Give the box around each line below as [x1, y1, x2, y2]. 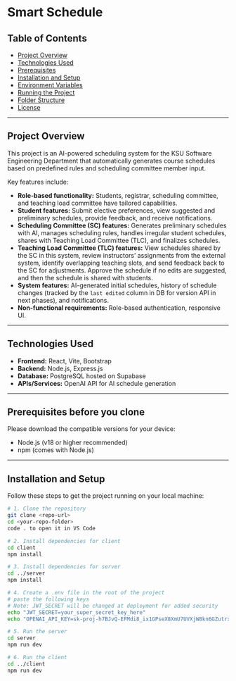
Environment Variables [17, 81, 83, 89]
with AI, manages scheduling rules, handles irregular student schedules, [17, 228, 227, 237]
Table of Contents [7, 32, 88, 44]
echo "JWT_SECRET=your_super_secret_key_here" [7, 608, 146, 616]
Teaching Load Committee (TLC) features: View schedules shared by [17, 244, 221, 252]
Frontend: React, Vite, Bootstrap [17, 356, 112, 365]
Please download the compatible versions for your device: [7, 425, 176, 433]
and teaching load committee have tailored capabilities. [17, 199, 178, 207]
